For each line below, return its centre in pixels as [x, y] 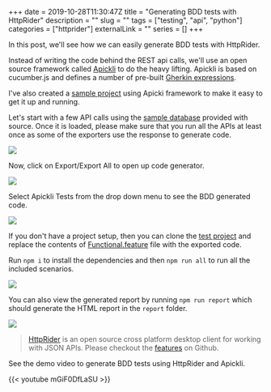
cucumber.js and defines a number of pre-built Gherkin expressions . [123, 77]
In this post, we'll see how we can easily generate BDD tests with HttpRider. [134, 45]
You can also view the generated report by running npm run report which [130, 300]
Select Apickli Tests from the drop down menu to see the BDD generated [129, 196]
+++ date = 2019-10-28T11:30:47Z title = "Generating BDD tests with [123, 12]
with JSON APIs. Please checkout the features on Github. [123, 348]
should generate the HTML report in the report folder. [98, 308]
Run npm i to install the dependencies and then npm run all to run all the [129, 260]
